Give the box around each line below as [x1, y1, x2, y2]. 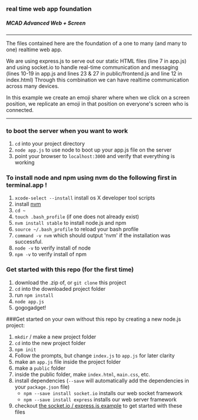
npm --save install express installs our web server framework [23, 396, 177, 403]
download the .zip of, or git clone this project [14, 279, 127, 286]
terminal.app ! [6, 181, 47, 189]
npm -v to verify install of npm [14, 251, 87, 258]
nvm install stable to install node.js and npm [14, 219, 127, 227]
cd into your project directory [14, 140, 85, 147]
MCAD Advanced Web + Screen [6, 19, 86, 27]
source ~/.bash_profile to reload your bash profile [14, 226, 139, 233]
